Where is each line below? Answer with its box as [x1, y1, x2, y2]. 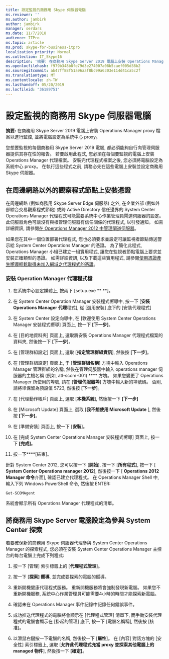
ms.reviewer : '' [6, 12, 40, 17]
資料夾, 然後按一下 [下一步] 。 [13, 338, 73, 345]
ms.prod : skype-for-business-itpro [6, 45, 80, 50]
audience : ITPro [6, 36, 40, 41]
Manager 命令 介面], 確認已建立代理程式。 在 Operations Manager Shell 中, [6, 474, 159, 480]
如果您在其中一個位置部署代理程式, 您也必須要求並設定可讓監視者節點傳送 [6, 236, 157, 242]
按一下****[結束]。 [13, 451, 52, 457]
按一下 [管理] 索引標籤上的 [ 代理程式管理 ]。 [13, 563, 103, 569]
